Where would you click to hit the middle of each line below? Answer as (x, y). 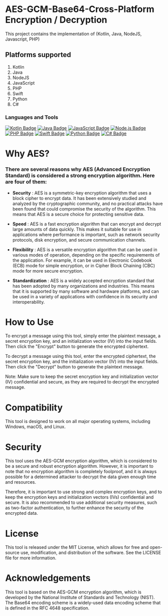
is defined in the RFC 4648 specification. (47, 608)
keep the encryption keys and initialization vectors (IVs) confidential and (79, 497)
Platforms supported (38, 55)
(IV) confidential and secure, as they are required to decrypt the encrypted (82, 382)
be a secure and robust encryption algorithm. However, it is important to (79, 466)
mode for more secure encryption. (48, 271)
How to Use (29, 322)
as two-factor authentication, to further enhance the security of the (74, 508)
